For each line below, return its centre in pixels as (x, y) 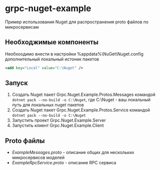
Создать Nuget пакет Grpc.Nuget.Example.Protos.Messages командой (84, 94)
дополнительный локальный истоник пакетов (52, 59)
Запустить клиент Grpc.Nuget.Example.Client (58, 125)
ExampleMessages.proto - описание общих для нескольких (73, 153)
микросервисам (22, 27)
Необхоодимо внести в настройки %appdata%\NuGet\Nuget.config (74, 54)
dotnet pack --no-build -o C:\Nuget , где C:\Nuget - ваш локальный (81, 100)
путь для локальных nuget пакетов (48, 105)
